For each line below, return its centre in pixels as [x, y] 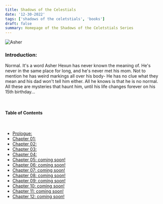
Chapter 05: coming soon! [39, 160]
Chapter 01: [24, 138]
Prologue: [22, 133]
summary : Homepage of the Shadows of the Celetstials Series [69, 28]
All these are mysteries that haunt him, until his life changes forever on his [80, 86]
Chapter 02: [24, 144]
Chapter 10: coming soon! [39, 186]
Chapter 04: [24, 154]
